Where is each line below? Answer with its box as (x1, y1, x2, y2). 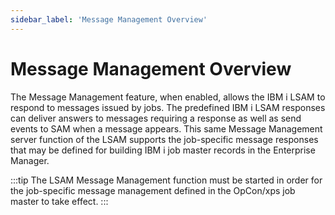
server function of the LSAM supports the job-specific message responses (10, 133, 319, 145)
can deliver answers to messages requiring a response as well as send (10, 112, 302, 124)
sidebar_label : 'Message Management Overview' (10, 14, 208, 25)
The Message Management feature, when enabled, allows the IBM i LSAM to (10, 91, 326, 103)
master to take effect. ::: (10, 195, 109, 207)
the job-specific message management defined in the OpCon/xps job (10, 184, 296, 196)
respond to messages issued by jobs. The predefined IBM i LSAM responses (10, 101, 326, 113)
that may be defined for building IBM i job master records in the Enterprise (10, 144, 316, 156)
